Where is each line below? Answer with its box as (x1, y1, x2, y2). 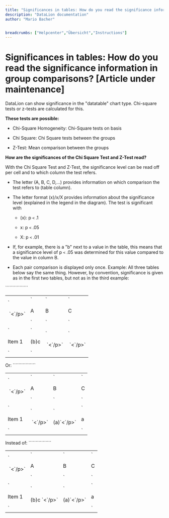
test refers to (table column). (12, 184, 72, 191)
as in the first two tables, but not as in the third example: (12, 275, 129, 281)
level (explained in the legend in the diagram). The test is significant (12, 199, 153, 206)
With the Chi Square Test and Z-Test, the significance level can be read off (5, 164, 160, 170)
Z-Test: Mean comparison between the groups (12, 145, 109, 151)
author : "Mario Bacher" (5, 17, 55, 22)
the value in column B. (12, 255, 59, 261)
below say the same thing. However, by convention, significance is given (12, 270, 163, 276)
